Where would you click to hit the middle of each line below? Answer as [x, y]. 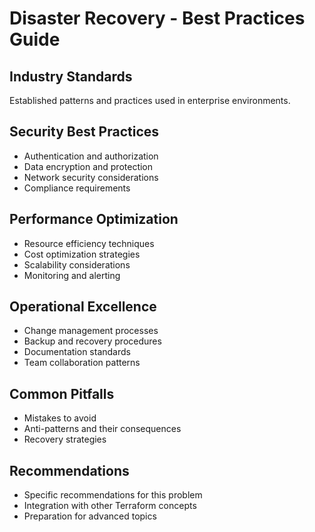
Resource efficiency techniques [89, 243]
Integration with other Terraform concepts [110, 506]
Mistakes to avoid [60, 418]
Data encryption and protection [88, 166]
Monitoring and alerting [72, 275]
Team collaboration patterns [82, 363]
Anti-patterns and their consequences [102, 429]
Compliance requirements [77, 188]
